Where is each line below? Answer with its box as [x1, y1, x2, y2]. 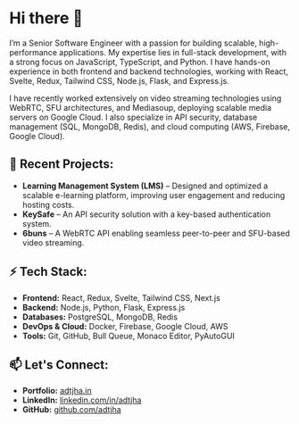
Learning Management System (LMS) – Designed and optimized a [21, 180, 269, 191]
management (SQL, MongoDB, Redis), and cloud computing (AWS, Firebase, [9, 121, 291, 132]
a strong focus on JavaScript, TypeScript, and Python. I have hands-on [9, 56, 270, 67]
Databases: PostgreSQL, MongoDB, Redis [21, 312, 179, 322]
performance [9, 46, 58, 57]
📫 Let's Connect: [9, 357, 109, 372]
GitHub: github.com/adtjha [21, 404, 122, 415]
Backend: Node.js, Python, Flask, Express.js [21, 302, 186, 312]
